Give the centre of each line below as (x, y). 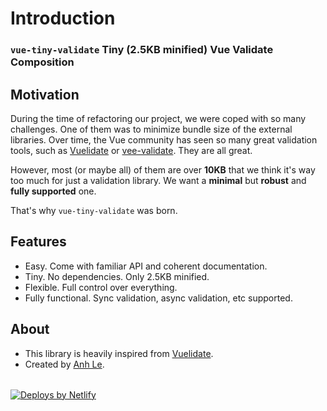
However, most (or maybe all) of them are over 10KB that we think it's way (163, 169)
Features (38, 242)
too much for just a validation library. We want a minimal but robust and (158, 180)
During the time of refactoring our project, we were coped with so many (158, 118)
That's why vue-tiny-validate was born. (94, 210)
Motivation (45, 94)
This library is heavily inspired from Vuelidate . (119, 353)
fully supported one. (53, 191)
